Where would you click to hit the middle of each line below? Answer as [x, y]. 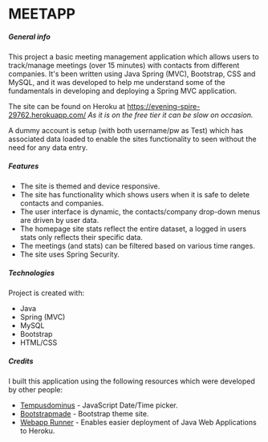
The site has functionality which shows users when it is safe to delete [135, 195]
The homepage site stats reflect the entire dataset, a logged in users [133, 229]
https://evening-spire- [164, 107]
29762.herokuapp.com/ [47, 115]
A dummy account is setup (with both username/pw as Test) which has [126, 131]
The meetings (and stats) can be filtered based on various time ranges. [137, 246]
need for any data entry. [48, 148]
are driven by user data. [59, 221]
